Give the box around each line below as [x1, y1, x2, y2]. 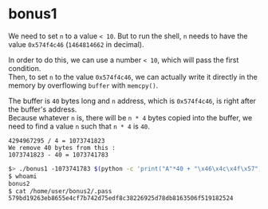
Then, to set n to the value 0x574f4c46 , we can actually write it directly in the [8, 72, 258, 81]
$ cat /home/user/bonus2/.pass [8, 187, 112, 195]
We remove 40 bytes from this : [8, 144, 116, 152]
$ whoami [8, 172, 37, 180]
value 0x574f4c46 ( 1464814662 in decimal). [8, 39, 144, 49]
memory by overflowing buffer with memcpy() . [8, 81, 159, 90]
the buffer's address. [8, 104, 77, 114]
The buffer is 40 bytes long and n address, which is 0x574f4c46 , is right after [8, 96, 257, 105]
